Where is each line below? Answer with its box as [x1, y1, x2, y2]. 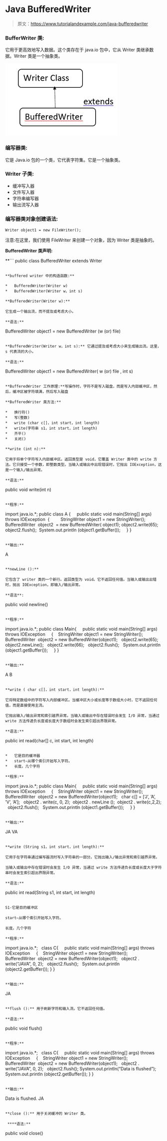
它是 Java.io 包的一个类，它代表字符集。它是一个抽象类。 [5, 157, 123, 163]
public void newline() [5, 602, 48, 608]
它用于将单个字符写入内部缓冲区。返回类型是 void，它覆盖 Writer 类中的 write [5, 457, 152, 462]
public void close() [5, 1130, 43, 1136]
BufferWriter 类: [5, 34, 44, 41]
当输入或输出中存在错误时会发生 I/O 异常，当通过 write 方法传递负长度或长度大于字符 [5, 865, 162, 870]
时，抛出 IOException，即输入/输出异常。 [5, 583, 83, 588]
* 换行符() [5, 410, 30, 415]
